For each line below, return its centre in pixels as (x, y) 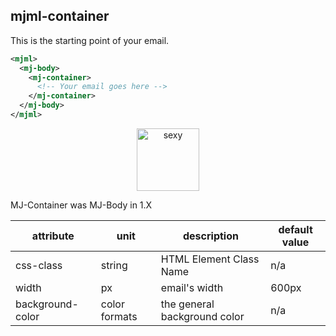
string (114, 265)
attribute (53, 236)
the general (187, 304)
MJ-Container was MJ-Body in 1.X (81, 205)
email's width (192, 287)
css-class (39, 265)
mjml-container (60, 16)
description (210, 236)
